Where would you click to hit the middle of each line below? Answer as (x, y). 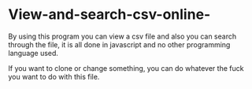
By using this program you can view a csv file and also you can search (122, 36)
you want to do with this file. (54, 76)
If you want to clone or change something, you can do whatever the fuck (126, 68)
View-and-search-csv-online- (109, 15)
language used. (33, 53)
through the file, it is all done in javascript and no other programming (119, 44)
